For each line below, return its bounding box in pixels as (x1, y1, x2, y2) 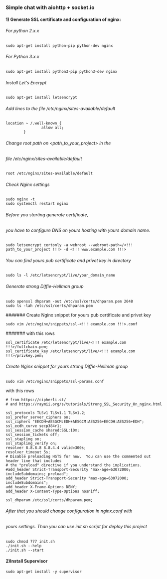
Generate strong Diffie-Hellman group (5, 283, 84, 289)
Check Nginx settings (5, 181, 50, 187)
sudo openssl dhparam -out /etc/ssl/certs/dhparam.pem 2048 (5, 298, 134, 304)
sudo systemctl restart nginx (5, 201, 69, 206)
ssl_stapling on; (5, 436, 42, 441)
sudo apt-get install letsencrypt (5, 95, 78, 100)
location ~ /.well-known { (5, 121, 62, 126)
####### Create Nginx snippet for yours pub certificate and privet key (5, 312, 151, 318)
